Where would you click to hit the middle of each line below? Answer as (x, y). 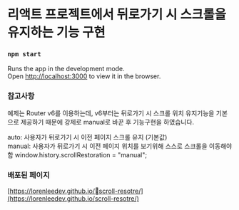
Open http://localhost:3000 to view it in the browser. (84, 76)
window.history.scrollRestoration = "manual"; (81, 154)
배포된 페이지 (29, 175)
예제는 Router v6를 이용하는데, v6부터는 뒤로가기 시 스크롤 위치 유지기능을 (111, 113)
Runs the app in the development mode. (66, 69)
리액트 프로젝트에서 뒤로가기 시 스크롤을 (117, 15)
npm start (24, 54)
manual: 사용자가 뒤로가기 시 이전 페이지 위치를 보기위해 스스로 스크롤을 (108, 146)
